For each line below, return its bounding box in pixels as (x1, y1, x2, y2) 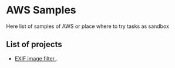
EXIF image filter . (14, 55, 58, 62)
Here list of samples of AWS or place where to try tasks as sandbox (6, 23, 169, 30)
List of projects (6, 40, 63, 49)
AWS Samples (6, 3, 76, 17)
